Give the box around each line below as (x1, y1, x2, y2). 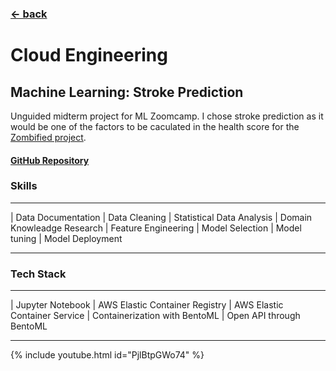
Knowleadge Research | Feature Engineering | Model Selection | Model (10, 222, 302, 234)
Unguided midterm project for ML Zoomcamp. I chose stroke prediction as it (10, 110, 324, 122)
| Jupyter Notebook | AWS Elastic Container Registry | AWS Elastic (10, 299, 284, 311)
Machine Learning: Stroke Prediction (10, 83, 244, 101)
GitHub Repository (10, 154, 90, 166)
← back (10, 7, 48, 21)
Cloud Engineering (10, 44, 168, 67)
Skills (10, 179, 38, 193)
